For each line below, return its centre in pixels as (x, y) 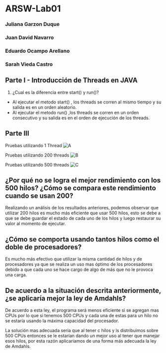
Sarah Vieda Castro (29, 64)
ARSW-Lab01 (33, 9)
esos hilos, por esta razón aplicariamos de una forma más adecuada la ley (81, 341)
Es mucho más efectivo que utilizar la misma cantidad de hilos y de (74, 259)
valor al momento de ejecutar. (35, 224)
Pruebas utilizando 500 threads (37, 165)
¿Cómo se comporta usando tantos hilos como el (82, 239)
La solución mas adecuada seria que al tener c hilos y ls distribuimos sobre (82, 330)
